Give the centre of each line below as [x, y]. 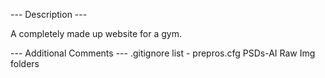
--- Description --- [49, 14]
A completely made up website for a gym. [96, 33]
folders [25, 63]
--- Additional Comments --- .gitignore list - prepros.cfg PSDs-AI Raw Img [163, 53]
